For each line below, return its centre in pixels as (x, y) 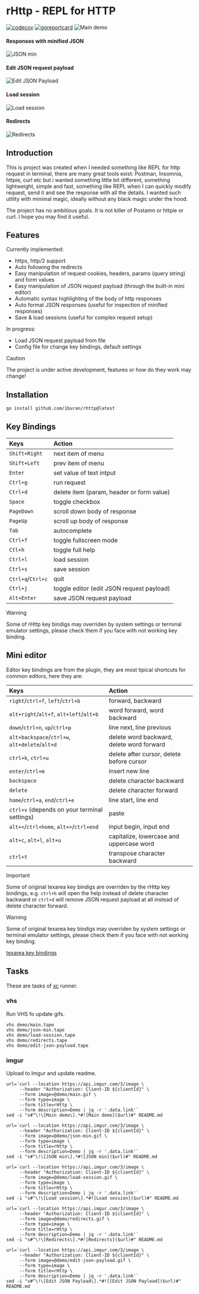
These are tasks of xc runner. (42, 986)
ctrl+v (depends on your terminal (56, 809)
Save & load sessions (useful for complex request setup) (84, 318)
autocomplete (73, 531)
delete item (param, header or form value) (112, 492)
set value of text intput (84, 472)
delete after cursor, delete (145, 754)
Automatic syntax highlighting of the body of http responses (88, 299)
